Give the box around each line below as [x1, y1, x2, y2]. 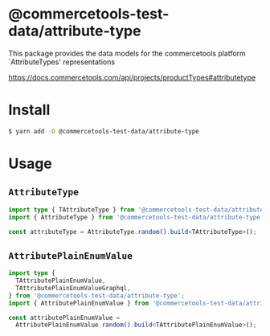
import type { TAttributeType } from [8, 206, 135, 214]
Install [8, 101, 51, 119]
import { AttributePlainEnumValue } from [8, 299, 149, 307]
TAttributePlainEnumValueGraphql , [15, 284, 131, 292]
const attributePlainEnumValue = [8, 313, 121, 322]
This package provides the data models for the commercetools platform [8, 48, 247, 58]
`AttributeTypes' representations [8, 57, 115, 67]
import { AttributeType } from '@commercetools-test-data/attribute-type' [8, 213, 264, 221]
